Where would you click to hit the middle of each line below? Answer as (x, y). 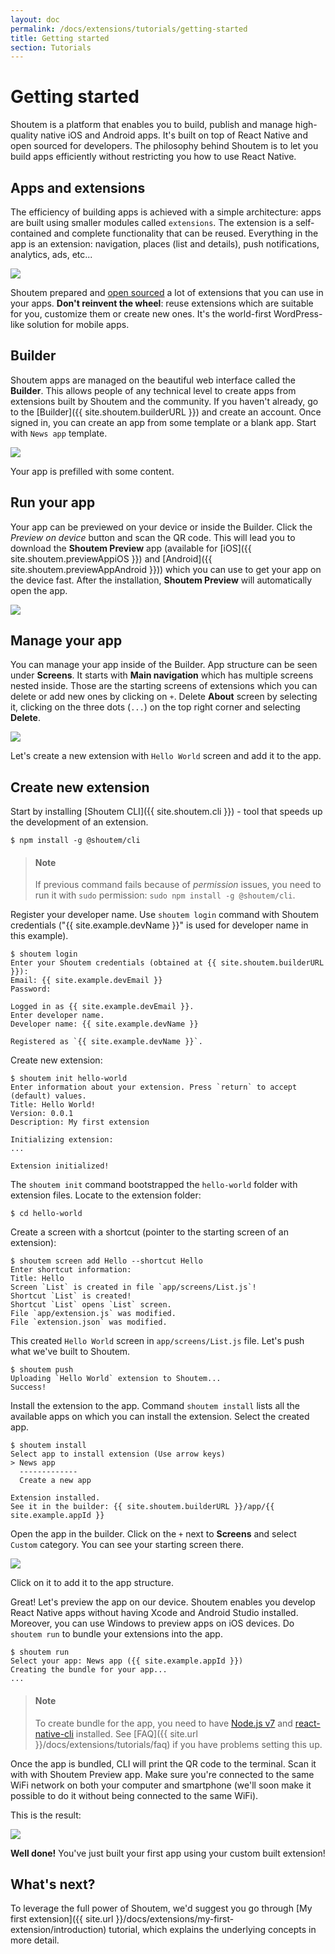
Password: (31, 989)
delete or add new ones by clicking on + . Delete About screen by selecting (164, 697)
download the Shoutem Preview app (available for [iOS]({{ (131, 548)
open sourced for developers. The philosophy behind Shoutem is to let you (164, 146)
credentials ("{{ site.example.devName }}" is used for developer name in (159, 925)
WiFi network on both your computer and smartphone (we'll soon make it (161, 1785)
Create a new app (55, 1481)
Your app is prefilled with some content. (92, 471)
